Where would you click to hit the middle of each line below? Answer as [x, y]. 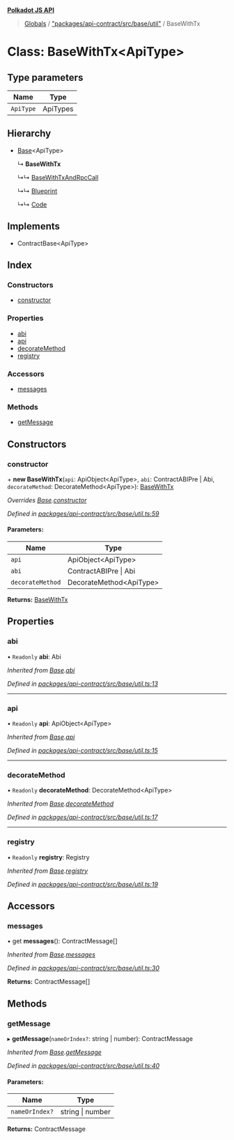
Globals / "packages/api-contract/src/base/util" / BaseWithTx [112, 23]
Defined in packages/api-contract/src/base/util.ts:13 [83, 684]
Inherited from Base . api [41, 737]
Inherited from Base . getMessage [55, 1052]
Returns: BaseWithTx [38, 600]
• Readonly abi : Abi [34, 657]
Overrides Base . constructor [47, 500]
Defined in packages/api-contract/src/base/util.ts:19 [83, 884]
